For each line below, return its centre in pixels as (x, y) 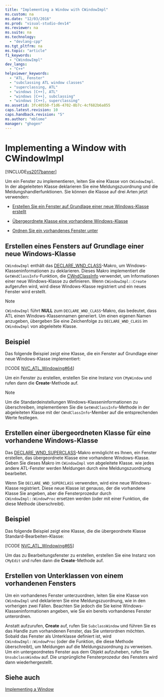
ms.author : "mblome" (26, 119)
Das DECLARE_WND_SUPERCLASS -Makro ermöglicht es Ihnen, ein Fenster (81, 452)
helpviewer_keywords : (27, 74)
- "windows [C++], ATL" (34, 92)
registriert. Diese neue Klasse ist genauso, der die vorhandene (82, 488)
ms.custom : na (20, 14)
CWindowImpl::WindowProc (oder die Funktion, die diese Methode (69, 641)
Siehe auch (23, 677)
